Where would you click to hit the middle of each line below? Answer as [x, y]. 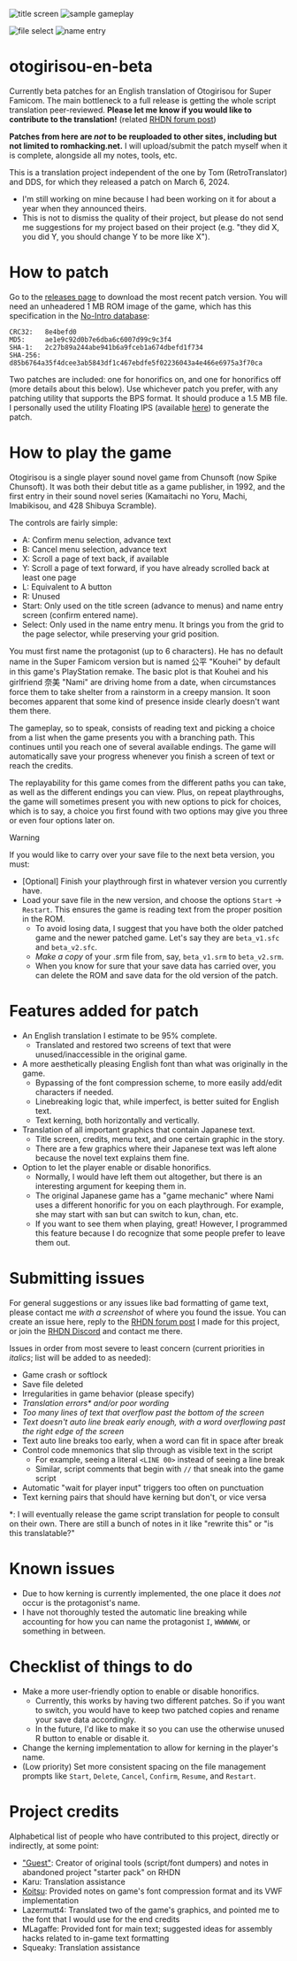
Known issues [62, 1568]
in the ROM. [43, 919]
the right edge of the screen [73, 1431]
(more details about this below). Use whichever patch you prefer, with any [144, 389]
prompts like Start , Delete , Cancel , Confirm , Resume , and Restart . [139, 1776]
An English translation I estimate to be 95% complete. [119, 1035]
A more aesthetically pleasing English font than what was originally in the [155, 1063]
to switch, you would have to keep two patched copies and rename [157, 1710]
